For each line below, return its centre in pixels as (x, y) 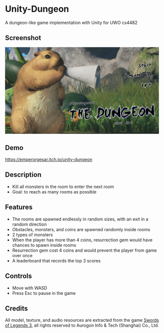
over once (22, 255)
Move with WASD (30, 288)
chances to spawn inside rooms (44, 245)
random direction (30, 224)
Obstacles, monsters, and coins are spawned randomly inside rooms (81, 229)
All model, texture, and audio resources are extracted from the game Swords (82, 320)
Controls (19, 276)
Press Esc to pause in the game (44, 293)
